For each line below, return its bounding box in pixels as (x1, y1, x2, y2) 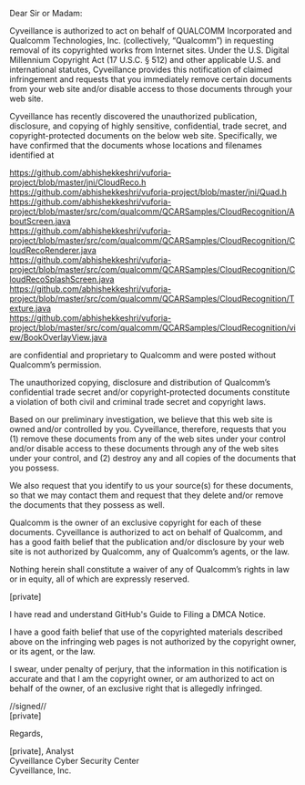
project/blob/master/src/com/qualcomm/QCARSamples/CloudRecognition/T (9, 294, 295, 304)
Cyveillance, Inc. (9, 765, 72, 776)
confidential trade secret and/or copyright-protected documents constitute (9, 387, 290, 398)
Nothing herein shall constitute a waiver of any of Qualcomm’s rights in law (9, 564, 290, 574)
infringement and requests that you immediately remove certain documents (9, 74, 292, 85)
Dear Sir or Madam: (9, 8, 83, 18)
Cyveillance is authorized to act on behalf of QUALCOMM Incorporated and (9, 26, 293, 36)
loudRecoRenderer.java (9, 245, 97, 255)
